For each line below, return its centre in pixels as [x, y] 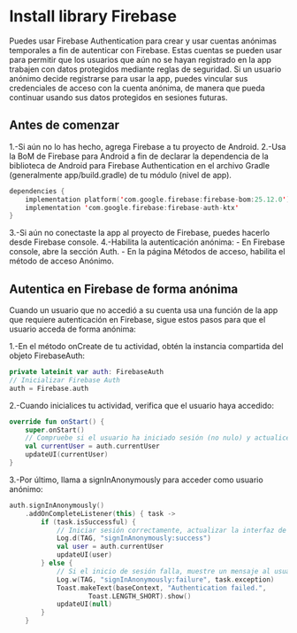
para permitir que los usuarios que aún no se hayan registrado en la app [141, 59]
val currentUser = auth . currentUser [93, 446]
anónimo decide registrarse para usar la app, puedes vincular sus [129, 78]
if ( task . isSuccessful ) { [89, 522]
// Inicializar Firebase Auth [65, 380]
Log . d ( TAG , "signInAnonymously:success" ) [134, 538]
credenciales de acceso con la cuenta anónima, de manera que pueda [137, 88]
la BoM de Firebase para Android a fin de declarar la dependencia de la [139, 156]
